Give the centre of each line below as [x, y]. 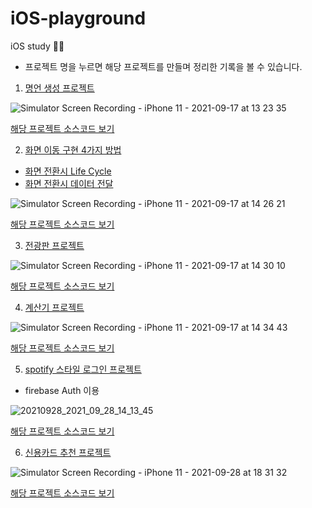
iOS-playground [78, 18]
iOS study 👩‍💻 [37, 46]
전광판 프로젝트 [54, 245]
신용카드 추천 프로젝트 [68, 452]
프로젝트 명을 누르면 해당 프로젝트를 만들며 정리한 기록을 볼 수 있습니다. [163, 66]
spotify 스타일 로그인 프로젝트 [83, 369]
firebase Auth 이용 [62, 390]
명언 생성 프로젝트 [59, 88]
